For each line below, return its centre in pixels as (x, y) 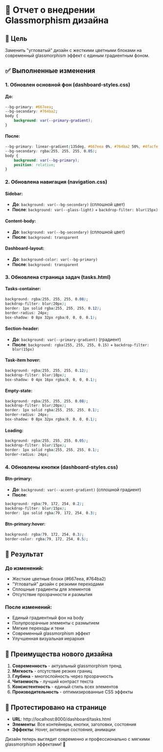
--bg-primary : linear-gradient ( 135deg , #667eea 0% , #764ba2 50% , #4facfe (82, 147)
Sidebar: (14, 194)
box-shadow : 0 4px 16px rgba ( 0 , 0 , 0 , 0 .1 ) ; (51, 379)
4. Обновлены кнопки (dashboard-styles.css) (61, 467)
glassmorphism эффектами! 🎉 (35, 744)
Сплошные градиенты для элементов (51, 589)
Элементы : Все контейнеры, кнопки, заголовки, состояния (74, 724)
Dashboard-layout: (25, 248)
